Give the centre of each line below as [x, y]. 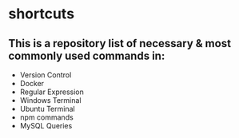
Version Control [46, 75]
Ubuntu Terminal [47, 109]
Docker [32, 83]
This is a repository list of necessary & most [120, 43]
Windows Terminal [50, 100]
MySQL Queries [46, 126]
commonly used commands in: [87, 55]
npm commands [46, 117]
